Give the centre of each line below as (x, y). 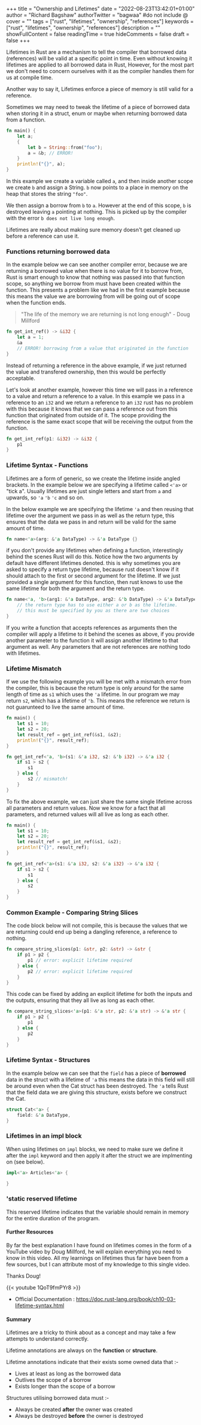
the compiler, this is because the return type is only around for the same (95, 688)
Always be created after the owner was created (74, 1409)
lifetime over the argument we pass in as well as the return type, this (90, 515)
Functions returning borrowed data (58, 251)
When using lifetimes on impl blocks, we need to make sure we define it (95, 1149)
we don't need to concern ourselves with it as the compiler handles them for (100, 71)
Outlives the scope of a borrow (53, 1380)
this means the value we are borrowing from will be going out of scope (93, 296)
